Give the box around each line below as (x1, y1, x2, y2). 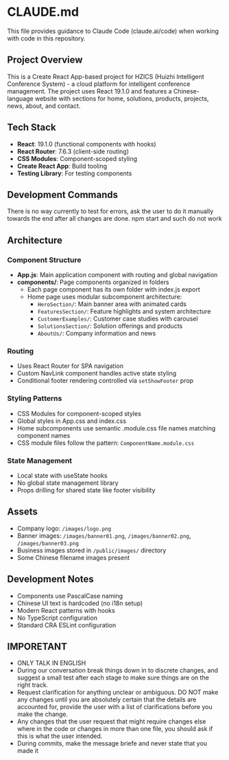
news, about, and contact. (7, 101, 81, 110)
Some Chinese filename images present (16, 553, 130, 561)
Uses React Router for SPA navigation (16, 362, 123, 370)
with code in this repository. (7, 34, 86, 42)
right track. (16, 681, 49, 689)
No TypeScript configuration (16, 614, 98, 622)
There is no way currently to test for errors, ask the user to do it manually (7, 207, 214, 215)
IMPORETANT (7, 640, 67, 652)
